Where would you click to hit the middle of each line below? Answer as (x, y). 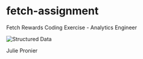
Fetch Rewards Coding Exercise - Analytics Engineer (72, 27)
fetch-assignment (52, 11)
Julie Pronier (22, 50)
